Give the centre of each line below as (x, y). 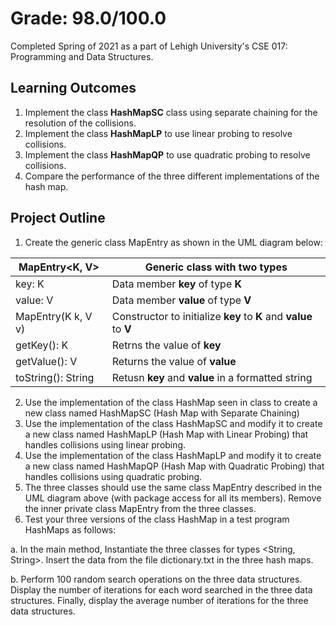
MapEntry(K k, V (54, 316)
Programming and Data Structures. (82, 56)
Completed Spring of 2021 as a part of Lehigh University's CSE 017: (149, 46)
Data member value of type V (181, 300)
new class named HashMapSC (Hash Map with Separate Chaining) (162, 413)
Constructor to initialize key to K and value (212, 316)
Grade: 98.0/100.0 (88, 18)
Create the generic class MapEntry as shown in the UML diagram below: (173, 242)
